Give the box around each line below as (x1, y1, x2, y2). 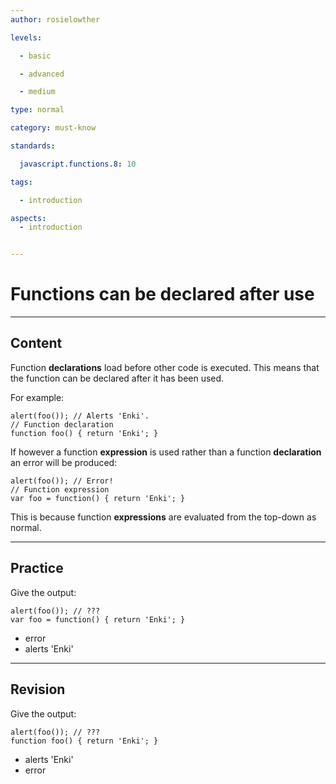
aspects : (10, 213, 47, 223)
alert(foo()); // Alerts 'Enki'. (10, 411, 150, 421)
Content (10, 335, 63, 352)
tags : (10, 177, 33, 187)
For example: (10, 391, 65, 403)
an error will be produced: (10, 456, 118, 468)
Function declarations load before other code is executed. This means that (10, 361, 320, 373)
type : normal (10, 105, 65, 115)
